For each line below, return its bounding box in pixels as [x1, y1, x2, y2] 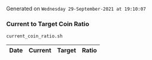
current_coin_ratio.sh [6, 33, 63, 39]
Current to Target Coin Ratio [6, 20, 90, 28]
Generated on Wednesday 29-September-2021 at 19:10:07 [6, 5, 147, 12]
